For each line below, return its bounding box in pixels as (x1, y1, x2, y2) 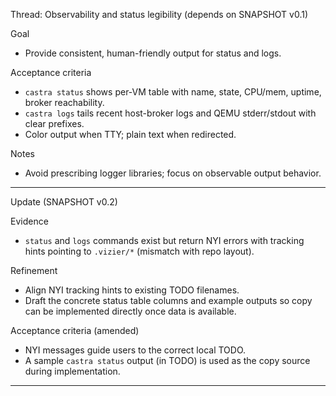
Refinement (10, 265, 58, 276)
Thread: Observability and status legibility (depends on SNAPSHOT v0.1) (10, 9, 309, 20)
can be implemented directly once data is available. (24, 305, 237, 317)
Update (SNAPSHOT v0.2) (10, 196, 118, 208)
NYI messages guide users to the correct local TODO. (24, 344, 247, 356)
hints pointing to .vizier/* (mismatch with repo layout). (24, 245, 255, 257)
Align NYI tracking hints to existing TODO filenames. (24, 284, 240, 296)
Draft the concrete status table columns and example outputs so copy (24, 295, 313, 306)
